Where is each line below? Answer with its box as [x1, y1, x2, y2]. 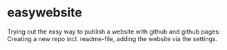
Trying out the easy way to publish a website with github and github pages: [7, 27, 221, 36]
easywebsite [7, 5, 83, 21]
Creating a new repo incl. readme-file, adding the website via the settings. [7, 34, 218, 42]
